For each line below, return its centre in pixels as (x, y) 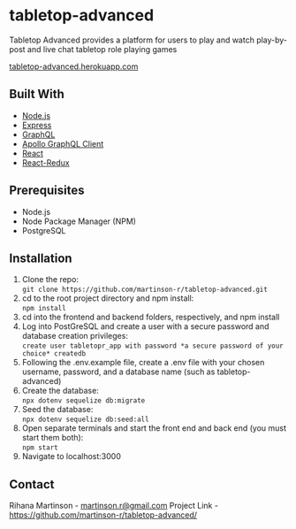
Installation (41, 258)
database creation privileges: (75, 336)
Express (37, 125)
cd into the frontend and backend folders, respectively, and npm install (151, 317)
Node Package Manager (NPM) (79, 221)
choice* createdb (54, 354)
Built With (37, 94)
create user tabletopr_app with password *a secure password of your (153, 346)
